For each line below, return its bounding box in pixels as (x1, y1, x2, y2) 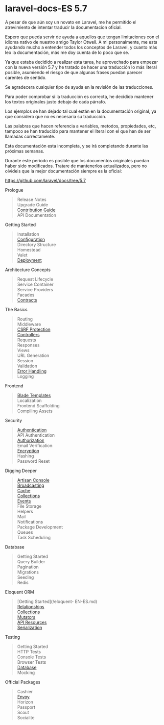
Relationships (17, 603, 45, 609)
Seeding (17, 574, 34, 580)
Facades (17, 292, 35, 298)
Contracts (17, 297, 38, 303)
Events (17, 498, 31, 504)
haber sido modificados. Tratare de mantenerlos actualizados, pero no (5, 163, 147, 169)
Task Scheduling (17, 534, 51, 540)
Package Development (17, 524, 63, 530)
